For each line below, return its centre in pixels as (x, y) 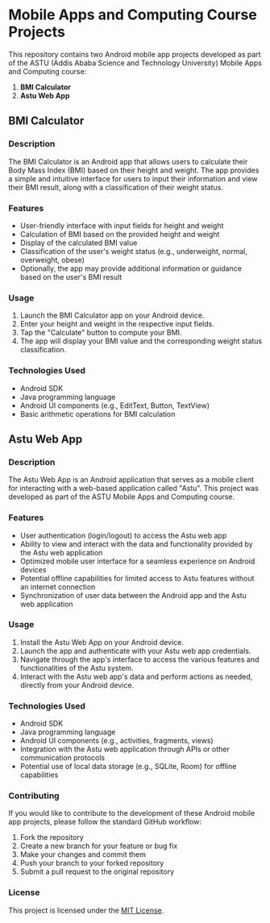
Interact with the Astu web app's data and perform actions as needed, (136, 676)
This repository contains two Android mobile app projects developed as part (135, 54)
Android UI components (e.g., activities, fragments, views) (116, 741)
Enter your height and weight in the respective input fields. (117, 324)
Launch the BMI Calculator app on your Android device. (112, 315)
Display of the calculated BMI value (79, 243)
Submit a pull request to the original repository (97, 871)
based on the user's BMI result (71, 276)
